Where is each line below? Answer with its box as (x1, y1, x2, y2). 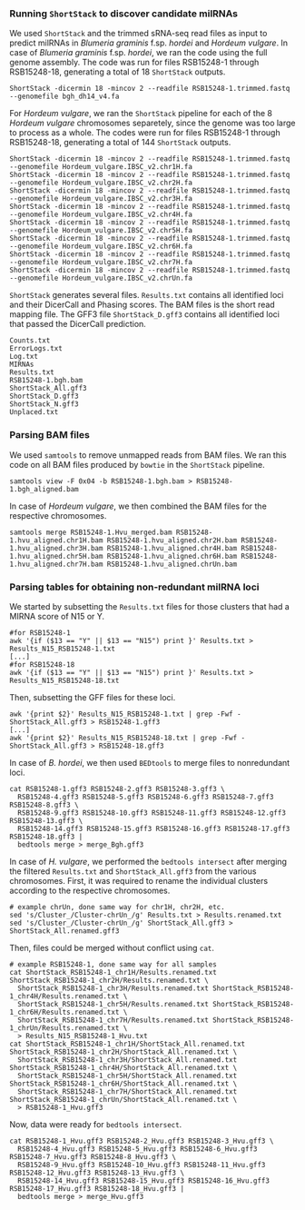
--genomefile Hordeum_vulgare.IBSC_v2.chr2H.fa (9, 178, 193, 188)
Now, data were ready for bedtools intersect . (9, 1118, 182, 1129)
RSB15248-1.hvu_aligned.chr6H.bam (106, 551, 238, 560)
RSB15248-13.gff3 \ (9, 816, 84, 825)
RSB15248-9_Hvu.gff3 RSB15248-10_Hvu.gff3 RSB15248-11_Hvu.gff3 (17, 1160, 266, 1169)
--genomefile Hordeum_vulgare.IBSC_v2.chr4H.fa (9, 210, 193, 220)
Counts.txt (9, 336, 51, 345)
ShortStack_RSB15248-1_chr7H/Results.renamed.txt (17, 1016, 209, 1025)
